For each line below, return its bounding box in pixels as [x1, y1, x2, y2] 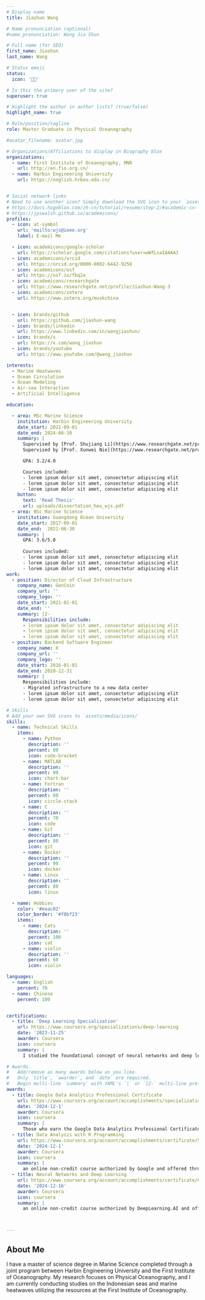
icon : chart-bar [28, 776, 70, 782]
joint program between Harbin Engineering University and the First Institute [6, 1266, 195, 1274]
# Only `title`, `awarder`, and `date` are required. [6, 1075, 151, 1081]
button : [17, 491, 37, 498]
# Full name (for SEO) [6, 42, 64, 49]
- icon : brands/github [12, 311, 70, 318]
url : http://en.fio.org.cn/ [17, 166, 88, 172]
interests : [6, 362, 34, 369]
